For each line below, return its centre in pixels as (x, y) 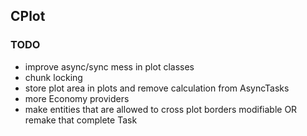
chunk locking (53, 77)
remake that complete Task (81, 120)
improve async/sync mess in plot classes (109, 66)
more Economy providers (77, 98)
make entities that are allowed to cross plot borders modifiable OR (161, 109)
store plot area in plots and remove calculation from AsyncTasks (157, 88)
